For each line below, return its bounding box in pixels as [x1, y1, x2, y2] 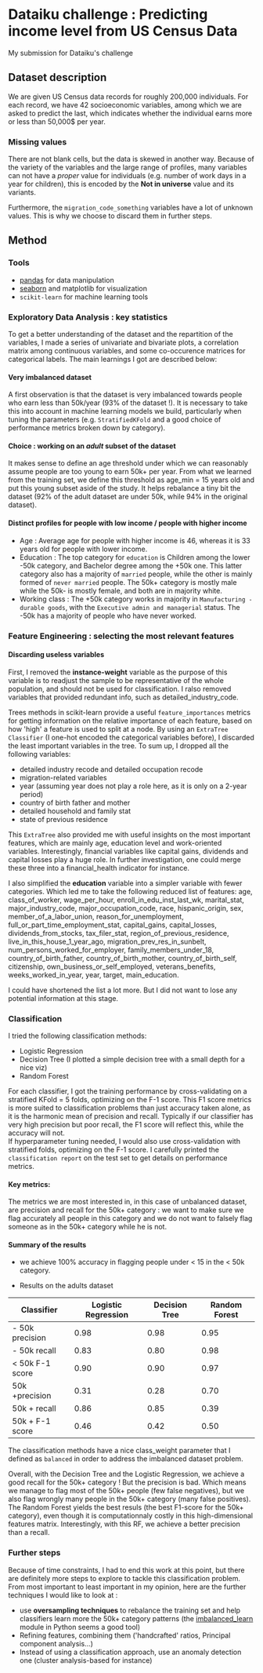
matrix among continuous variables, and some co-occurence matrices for [8, 346, 246, 356]
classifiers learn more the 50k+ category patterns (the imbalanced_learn [19, 1613, 254, 1623]
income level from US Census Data [8, 22, 238, 40]
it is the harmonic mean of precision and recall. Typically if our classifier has [8, 1112, 254, 1121]
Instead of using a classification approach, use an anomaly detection [19, 1647, 242, 1657]
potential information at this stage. [8, 993, 119, 1003]
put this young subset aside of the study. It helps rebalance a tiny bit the [8, 484, 241, 493]
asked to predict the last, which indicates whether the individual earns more [8, 108, 253, 118]
